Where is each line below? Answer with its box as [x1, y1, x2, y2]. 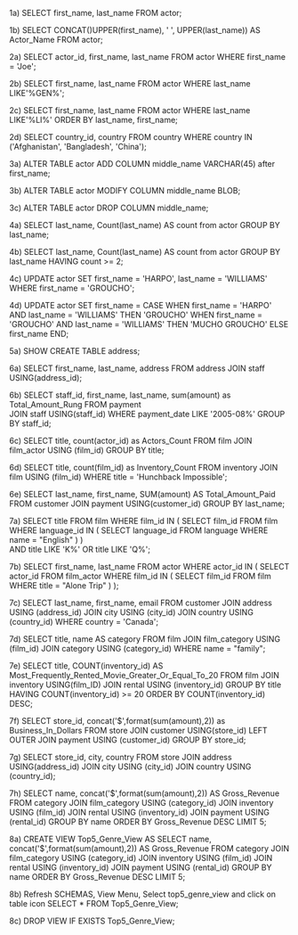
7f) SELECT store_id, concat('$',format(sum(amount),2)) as [9, 716, 226, 726]
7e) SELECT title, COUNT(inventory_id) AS [9, 660, 164, 671]
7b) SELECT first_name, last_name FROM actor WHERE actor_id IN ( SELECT [9, 562, 290, 571]
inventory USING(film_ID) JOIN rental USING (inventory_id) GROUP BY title [9, 679, 282, 690]
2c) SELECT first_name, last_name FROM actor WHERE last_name [9, 105, 251, 115]
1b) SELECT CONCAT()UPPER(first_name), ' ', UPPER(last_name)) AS [9, 25, 261, 35]
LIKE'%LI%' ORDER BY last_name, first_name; [9, 115, 178, 125]
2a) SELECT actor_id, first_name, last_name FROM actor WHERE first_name [9, 52, 286, 62]
